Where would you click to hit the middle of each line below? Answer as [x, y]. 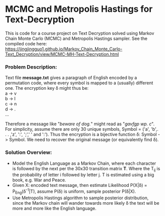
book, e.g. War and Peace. [39, 180]
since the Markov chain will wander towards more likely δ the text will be [86, 203]
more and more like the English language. [54, 208]
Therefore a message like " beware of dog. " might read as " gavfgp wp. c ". [80, 124]
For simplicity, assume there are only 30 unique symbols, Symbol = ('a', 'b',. [82, 129]
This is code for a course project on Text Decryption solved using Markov [80, 33]
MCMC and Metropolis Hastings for [79, 9]
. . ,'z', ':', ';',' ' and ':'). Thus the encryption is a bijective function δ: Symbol [81, 135]
